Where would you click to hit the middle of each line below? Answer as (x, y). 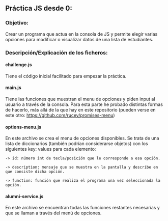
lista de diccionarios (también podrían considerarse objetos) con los (77, 144)
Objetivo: (17, 23)
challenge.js (19, 65)
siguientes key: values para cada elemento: (51, 149)
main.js (13, 88)
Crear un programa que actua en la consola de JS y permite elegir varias (81, 34)
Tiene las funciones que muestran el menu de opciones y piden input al (80, 99)
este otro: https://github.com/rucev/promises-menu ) (60, 115)
